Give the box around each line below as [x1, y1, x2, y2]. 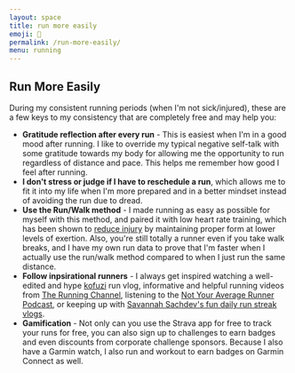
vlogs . [21, 308, 45, 319]
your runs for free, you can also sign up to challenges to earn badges [21, 327, 276, 337]
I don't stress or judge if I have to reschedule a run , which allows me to [21, 176, 286, 186]
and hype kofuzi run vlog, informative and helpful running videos [47, 280, 284, 290]
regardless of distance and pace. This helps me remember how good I [21, 157, 280, 168]
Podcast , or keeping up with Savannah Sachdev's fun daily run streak [21, 298, 277, 309]
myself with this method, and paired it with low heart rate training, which [21, 214, 287, 225]
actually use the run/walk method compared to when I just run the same [21, 251, 286, 262]
